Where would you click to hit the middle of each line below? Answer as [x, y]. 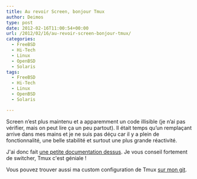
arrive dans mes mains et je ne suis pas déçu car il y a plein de [83, 134]
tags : [13, 72]
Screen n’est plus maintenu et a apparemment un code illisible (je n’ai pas [96, 121]
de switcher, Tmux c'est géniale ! [47, 158]
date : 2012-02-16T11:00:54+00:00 [47, 28]
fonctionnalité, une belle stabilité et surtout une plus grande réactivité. [92, 140]
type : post [20, 22]
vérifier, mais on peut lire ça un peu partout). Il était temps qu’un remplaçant [99, 128]
